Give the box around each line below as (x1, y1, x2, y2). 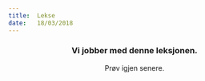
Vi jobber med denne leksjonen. (71, 45, 198, 56)
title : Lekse (8, 11, 56, 20)
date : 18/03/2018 (8, 19, 74, 27)
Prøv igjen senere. (104, 63, 165, 72)
